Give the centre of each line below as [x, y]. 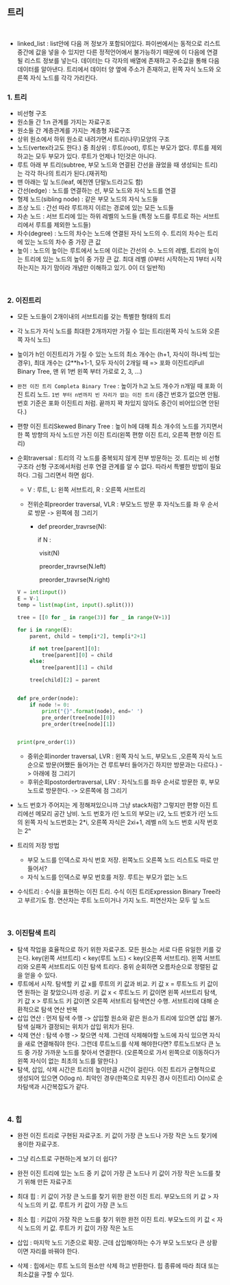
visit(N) [50, 553]
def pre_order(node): [48, 699]
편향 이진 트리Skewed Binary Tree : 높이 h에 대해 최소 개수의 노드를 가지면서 [120, 427]
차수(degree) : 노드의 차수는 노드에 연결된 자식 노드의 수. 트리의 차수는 [111, 233]
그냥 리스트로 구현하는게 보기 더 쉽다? [67, 1158]
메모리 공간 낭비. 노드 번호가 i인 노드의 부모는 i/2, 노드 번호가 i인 [120, 814]
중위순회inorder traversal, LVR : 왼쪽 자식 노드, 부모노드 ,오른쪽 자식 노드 [125, 756]
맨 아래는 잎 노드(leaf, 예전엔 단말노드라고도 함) [80, 182]
